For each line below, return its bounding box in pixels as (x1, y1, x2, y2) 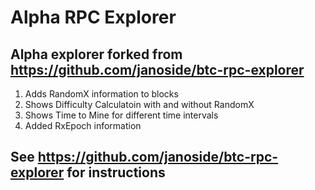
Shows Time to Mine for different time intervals (24, 109, 219, 121)
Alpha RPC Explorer (10, 6, 177, 29)
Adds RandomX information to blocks (24, 88, 179, 100)
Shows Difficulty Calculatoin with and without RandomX (24, 99, 255, 110)
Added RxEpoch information (24, 120, 142, 131)
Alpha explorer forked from (10, 46, 183, 63)
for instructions (66, 164, 166, 181)
